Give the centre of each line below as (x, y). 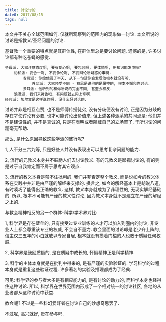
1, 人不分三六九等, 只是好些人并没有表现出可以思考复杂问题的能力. (73, 149)
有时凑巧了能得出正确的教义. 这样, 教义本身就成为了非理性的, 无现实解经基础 (83, 190)
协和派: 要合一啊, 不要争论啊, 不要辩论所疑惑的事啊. (63, 73)
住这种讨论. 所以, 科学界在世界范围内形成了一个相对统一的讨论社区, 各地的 (81, 286)
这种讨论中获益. (38, 293)
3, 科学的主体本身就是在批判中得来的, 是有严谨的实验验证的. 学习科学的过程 (82, 263)
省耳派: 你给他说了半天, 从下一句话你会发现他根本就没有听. (77, 78)
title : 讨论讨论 (20, 10)
